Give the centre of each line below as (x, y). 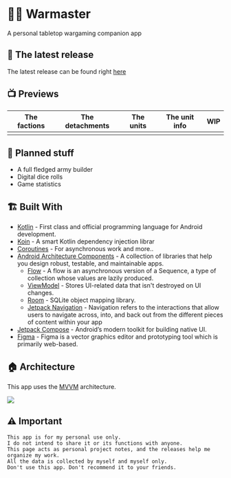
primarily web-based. (47, 344)
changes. (41, 293)
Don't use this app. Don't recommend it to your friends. (92, 467)
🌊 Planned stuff (41, 153)
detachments (87, 126)
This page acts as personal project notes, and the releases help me (109, 449)
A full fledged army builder (55, 170)
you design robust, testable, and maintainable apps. (90, 263)
